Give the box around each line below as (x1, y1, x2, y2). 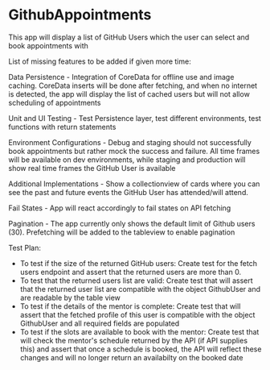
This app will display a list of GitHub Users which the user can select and (8, 32, 250, 42)
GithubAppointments (8, 6, 152, 24)
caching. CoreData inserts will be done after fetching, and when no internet (8, 81, 258, 90)
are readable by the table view (19, 293, 121, 302)
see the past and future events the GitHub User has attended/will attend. (8, 187, 249, 197)
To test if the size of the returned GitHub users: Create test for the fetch (19, 258, 257, 268)
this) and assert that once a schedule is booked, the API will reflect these (19, 344, 262, 354)
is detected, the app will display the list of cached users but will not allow (8, 89, 251, 98)
